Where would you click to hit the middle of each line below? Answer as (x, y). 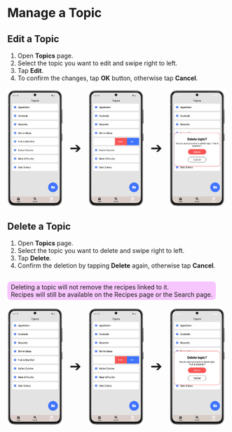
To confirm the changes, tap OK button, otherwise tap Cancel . (108, 78)
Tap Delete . (34, 258)
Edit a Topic (33, 39)
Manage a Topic (55, 13)
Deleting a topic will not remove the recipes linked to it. (90, 287)
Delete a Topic (39, 226)
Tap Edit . (30, 71)
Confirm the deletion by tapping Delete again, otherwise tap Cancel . (116, 266)
